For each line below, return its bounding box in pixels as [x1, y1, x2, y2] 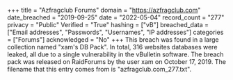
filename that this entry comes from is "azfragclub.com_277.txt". [7, 65, 192, 73]
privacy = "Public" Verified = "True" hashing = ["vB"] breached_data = [7, 21, 209, 29]
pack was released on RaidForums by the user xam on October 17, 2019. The [7, 58, 226, 65]
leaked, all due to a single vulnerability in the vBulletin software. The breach [7, 50, 224, 58]
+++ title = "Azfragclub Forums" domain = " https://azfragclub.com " [7, 6, 201, 14]
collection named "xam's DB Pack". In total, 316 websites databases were [7, 43, 218, 51]
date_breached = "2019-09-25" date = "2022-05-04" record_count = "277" [7, 13, 225, 22]
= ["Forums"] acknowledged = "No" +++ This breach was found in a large [7, 35, 219, 44]
